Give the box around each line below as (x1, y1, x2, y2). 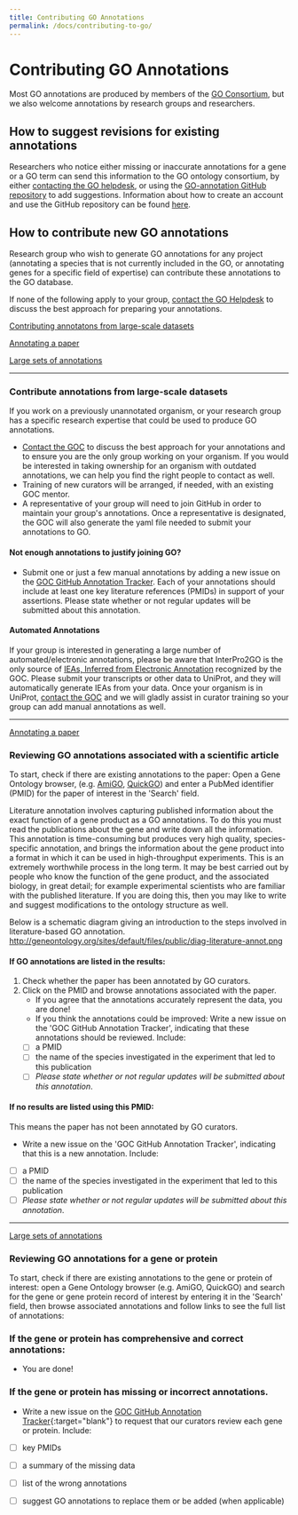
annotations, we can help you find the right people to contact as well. (21, 470, 275, 480)
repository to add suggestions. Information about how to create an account (9, 190, 284, 201)
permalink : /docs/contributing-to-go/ (9, 21, 153, 30)
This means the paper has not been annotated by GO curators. (9, 1121, 238, 1132)
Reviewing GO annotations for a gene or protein (9, 1252, 218, 1265)
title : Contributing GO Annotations (9, 12, 145, 22)
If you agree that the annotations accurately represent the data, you (35, 995, 283, 1005)
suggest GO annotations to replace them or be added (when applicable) (21, 1495, 286, 1506)
